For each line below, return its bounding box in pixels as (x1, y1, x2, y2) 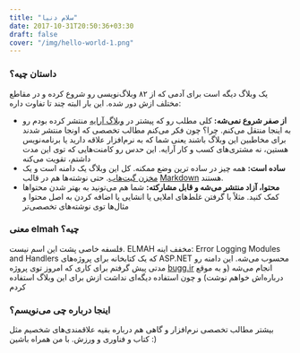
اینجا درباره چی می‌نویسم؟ (9, 304, 111, 316)
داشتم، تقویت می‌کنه (21, 153, 91, 164)
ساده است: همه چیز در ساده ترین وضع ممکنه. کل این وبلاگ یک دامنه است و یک (21, 162, 286, 173)
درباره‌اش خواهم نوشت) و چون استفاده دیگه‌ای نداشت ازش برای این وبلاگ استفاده (9, 271, 284, 282)
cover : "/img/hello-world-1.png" (9, 38, 134, 47)
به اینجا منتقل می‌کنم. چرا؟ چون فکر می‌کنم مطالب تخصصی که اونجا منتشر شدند (21, 125, 291, 135)
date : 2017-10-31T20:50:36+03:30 (9, 22, 134, 30)
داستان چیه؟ (9, 68, 56, 81)
